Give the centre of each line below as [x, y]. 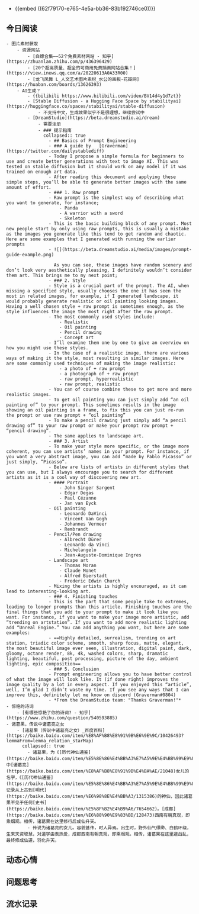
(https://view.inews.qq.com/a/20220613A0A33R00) [67, 73]
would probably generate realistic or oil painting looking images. [92, 301]
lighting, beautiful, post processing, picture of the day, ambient [92, 659]
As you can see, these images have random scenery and [123, 265]
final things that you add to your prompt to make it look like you [92, 612]
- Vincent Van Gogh [83, 519]
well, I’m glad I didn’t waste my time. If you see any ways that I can [98, 690]
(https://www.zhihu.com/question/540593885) [62, 718]
